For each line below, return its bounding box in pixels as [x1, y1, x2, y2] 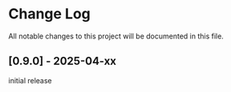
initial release [8, 75, 52, 85]
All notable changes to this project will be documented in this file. [8, 31, 225, 41]
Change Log [8, 5, 91, 23]
